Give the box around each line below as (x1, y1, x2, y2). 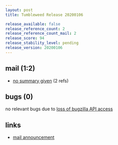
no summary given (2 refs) (12, 78, 69, 84)
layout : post (5, 7, 33, 13)
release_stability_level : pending (5, 40, 79, 46)
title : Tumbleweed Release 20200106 (5, 12, 83, 17)
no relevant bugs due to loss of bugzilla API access (5, 106, 113, 112)
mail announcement (12, 134, 55, 140)
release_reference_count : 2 (5, 26, 65, 31)
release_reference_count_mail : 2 (5, 31, 77, 36)
